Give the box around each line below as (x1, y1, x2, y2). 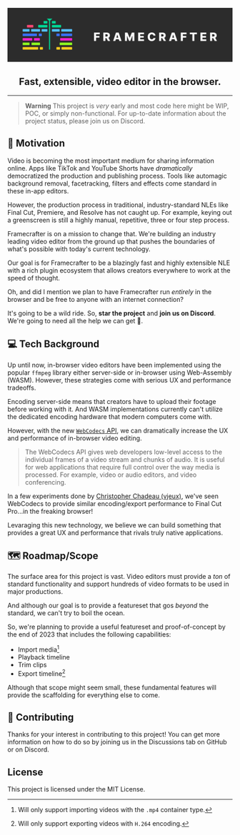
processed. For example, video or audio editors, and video (24, 470, 197, 479)
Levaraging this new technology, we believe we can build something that (7, 520, 221, 529)
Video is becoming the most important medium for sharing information (7, 156, 214, 165)
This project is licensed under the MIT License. (7, 785, 146, 794)
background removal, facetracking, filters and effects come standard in (7, 179, 217, 188)
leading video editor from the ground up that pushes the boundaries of (7, 237, 216, 246)
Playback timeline (17, 652, 70, 661)
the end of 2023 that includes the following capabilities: (7, 630, 171, 639)
